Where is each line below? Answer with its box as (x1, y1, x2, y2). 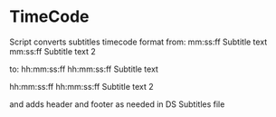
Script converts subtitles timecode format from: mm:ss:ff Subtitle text (9, 36, 268, 47)
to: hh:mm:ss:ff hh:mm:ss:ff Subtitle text (9, 63, 158, 74)
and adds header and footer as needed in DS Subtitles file (9, 98, 225, 110)
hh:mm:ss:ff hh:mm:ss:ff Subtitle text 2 (9, 81, 154, 92)
